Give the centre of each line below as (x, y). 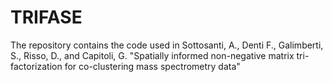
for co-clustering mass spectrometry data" (152, 66)
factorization (36, 66)
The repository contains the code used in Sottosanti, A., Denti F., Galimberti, (167, 45)
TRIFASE (46, 17)
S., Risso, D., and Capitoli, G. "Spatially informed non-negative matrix (152, 55)
